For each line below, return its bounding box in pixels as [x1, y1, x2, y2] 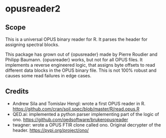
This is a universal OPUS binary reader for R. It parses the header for [5, 36, 147, 42]
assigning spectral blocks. [5, 42, 59, 48]
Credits [5, 87, 29, 96]
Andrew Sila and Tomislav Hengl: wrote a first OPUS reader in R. [12, 100, 146, 106]
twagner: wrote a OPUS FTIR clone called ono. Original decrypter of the [12, 121, 161, 128]
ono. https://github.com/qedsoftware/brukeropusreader [12, 116, 128, 122]
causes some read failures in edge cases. [5, 73, 92, 78]
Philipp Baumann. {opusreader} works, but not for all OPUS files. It [5, 57, 143, 63]
